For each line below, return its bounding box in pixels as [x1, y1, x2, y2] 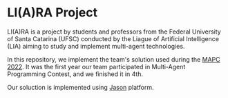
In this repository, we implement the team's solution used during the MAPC [7, 55, 220, 63]
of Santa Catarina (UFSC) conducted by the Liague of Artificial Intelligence [7, 34, 220, 42]
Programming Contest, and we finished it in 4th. [7, 70, 144, 78]
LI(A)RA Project [7, 5, 98, 21]
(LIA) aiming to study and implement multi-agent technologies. [7, 42, 185, 50]
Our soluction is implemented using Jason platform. [7, 83, 154, 91]
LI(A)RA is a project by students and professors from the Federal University [7, 27, 221, 36]
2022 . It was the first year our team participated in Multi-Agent [7, 62, 186, 71]
